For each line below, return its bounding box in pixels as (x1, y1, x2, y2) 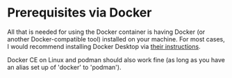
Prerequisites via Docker (7, 5, 152, 21)
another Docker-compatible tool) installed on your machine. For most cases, (7, 35, 226, 43)
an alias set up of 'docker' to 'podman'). (7, 63, 122, 71)
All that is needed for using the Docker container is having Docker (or (7, 28, 206, 36)
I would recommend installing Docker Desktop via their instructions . (7, 42, 201, 50)
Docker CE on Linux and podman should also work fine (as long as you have (7, 55, 226, 64)
